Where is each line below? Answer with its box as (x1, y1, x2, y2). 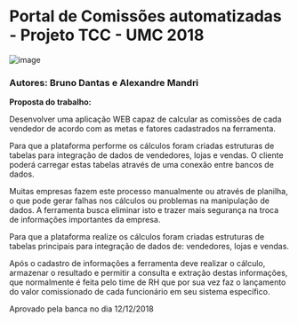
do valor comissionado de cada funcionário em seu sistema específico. (9, 287, 270, 297)
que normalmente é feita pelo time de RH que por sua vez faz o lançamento (9, 277, 286, 288)
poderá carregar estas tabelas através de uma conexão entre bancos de (9, 160, 274, 170)
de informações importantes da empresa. (9, 215, 161, 225)
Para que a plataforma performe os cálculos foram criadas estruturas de (9, 140, 275, 152)
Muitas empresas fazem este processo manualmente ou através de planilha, (9, 186, 288, 197)
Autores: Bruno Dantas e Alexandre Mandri (9, 76, 199, 89)
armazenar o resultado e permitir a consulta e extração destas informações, (9, 268, 288, 279)
